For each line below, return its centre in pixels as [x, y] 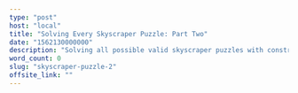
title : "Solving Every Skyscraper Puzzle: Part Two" [109, 34]
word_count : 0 [35, 58]
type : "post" [33, 17]
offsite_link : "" [41, 75]
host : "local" [35, 26]
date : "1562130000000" [51, 42]
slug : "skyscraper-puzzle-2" [63, 67]
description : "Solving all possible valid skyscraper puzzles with [137, 50]
